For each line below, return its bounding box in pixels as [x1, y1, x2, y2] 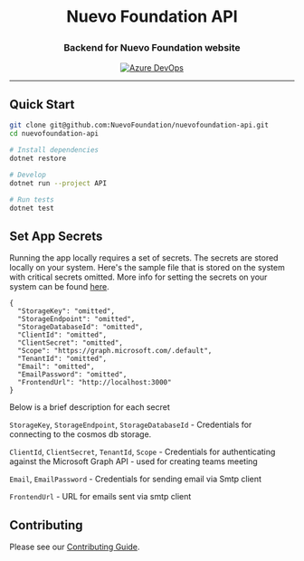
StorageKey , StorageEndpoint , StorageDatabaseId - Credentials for [9, 419, 252, 431]
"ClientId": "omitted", [17, 330, 107, 340]
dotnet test [9, 204, 54, 213]
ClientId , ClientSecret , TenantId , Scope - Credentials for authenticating [9, 446, 276, 458]
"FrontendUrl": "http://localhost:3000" [17, 378, 172, 387]
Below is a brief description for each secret [9, 402, 170, 413]
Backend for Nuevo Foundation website [62, 42, 242, 54]
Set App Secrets [9, 228, 103, 243]
